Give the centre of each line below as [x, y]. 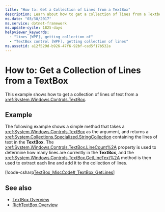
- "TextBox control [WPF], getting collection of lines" [69, 42]
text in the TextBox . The [29, 142]
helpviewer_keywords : [27, 32]
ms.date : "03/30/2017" [28, 19]
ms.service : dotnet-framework [36, 23]
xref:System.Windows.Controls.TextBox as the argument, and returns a [77, 132]
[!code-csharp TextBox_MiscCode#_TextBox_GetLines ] [60, 172]
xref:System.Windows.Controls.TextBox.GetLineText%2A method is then [78, 158]
